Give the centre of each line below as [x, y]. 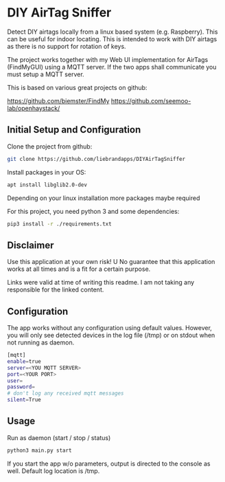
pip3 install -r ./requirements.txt [59, 224]
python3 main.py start [39, 450]
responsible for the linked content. [56, 289]
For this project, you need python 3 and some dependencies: [93, 211]
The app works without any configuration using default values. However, [110, 328]
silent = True [24, 400]
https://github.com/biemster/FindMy [58, 100]
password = [21, 387]
